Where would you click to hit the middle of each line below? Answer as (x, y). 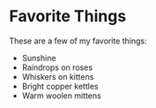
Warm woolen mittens (61, 96)
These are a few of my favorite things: (78, 41)
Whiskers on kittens (58, 76)
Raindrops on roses (57, 67)
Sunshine (39, 58)
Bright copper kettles (60, 86)
